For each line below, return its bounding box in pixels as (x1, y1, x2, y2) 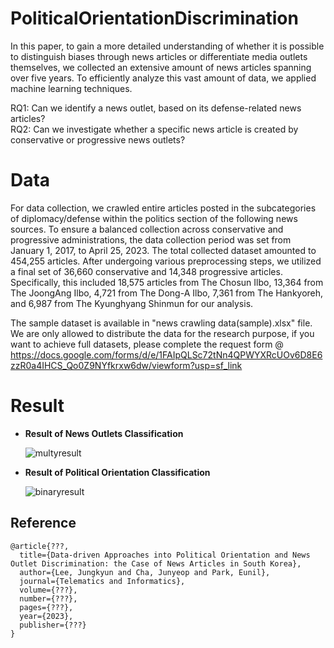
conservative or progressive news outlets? (10, 133, 186, 146)
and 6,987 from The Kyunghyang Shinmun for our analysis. (10, 297, 254, 309)
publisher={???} (19, 620, 87, 630)
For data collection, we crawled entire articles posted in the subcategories (10, 202, 317, 214)
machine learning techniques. (10, 82, 133, 94)
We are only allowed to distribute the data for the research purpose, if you (10, 327, 315, 339)
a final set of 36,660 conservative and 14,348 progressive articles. (10, 265, 283, 277)
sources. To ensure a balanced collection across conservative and (10, 223, 284, 235)
